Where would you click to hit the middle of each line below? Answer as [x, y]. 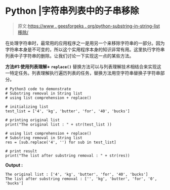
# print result [21, 151]
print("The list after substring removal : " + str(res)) [68, 155]
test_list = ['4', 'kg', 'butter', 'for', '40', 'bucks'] [68, 111]
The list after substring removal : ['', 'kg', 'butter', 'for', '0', [81, 179]
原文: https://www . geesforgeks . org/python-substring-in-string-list [89, 26]
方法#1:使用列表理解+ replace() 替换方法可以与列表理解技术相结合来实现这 [83, 67]
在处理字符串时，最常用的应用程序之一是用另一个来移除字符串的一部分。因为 [85, 43]
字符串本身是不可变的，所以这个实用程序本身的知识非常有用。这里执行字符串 [85, 49]
